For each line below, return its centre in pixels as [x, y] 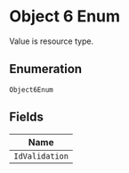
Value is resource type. [52, 41]
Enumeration [46, 69]
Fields [27, 117]
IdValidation [41, 156]
